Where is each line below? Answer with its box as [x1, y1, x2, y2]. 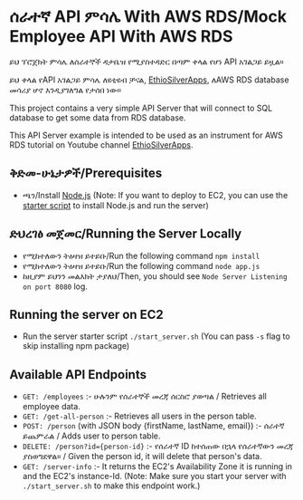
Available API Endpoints [9, 367, 147, 382]
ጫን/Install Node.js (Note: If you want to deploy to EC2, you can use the [22, 189, 289, 200]
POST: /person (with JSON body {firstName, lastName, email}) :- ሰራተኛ [22, 420, 285, 431]
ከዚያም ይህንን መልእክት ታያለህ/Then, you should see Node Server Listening [22, 270, 288, 282]
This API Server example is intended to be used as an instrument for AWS [9, 130, 283, 140]
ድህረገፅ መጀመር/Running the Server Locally [9, 226, 242, 242]
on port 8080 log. [22, 281, 89, 292]
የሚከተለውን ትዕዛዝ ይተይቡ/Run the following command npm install [22, 250, 260, 261]
